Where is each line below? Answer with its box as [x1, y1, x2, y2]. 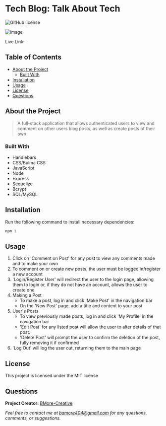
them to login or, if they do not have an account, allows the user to [12, 282, 148, 288]
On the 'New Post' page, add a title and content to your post [19, 303, 143, 309]
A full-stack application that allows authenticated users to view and [17, 120, 155, 126]
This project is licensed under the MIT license [5, 373, 98, 379]
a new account [12, 271, 43, 277]
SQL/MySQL [12, 191, 38, 197]
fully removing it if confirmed [19, 340, 79, 346]
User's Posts [12, 308, 39, 314]
